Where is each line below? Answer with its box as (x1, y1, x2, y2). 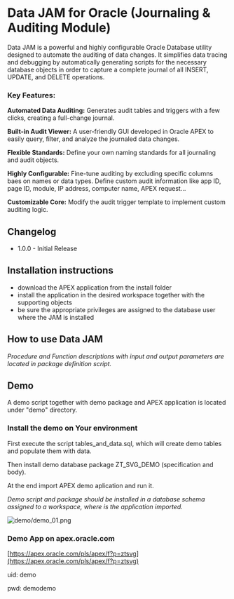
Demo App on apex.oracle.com (7, 533, 116, 543)
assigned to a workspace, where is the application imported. (7, 502, 184, 511)
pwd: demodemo (7, 584, 56, 593)
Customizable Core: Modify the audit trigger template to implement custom (7, 198, 226, 206)
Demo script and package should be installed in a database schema (7, 494, 205, 503)
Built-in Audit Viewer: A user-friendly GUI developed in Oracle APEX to (7, 128, 214, 136)
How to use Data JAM (7, 333, 104, 345)
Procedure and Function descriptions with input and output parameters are (7, 352, 224, 361)
